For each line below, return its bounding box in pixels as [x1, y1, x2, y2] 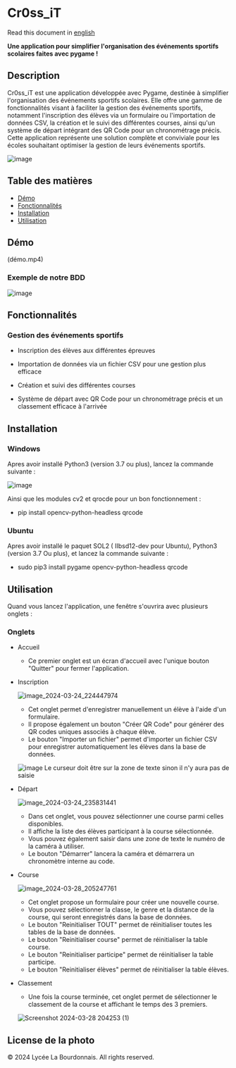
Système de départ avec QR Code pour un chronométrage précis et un [17, 395, 223, 403]
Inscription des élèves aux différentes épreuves [17, 347, 156, 355]
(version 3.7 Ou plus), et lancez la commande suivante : [7, 549, 169, 558]
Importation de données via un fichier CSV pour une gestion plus [17, 360, 206, 368]
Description [7, 70, 60, 82]
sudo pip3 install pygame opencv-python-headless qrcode [17, 563, 188, 571]
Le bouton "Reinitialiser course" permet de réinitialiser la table [27, 936, 208, 944]
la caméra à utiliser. [27, 842, 85, 850]
